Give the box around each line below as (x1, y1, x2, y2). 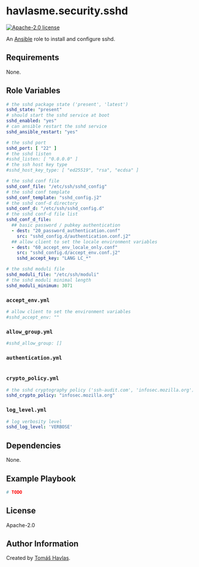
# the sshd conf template (6, 189, 70, 195)
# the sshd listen (6, 150, 52, 157)
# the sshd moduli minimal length (6, 277, 92, 283)
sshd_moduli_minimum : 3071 (6, 282, 73, 289)
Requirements (6, 52, 59, 63)
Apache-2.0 (6, 521, 36, 528)
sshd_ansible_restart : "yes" (6, 129, 78, 135)
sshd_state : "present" (6, 107, 62, 113)
